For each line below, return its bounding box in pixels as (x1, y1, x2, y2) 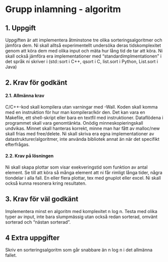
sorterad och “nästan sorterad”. (5, 219, 71, 225)
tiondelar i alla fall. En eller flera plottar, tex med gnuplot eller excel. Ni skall (5, 175, 161, 181)
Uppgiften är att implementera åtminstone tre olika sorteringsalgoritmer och (5, 37, 162, 43)
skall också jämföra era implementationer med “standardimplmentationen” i (5, 53, 162, 59)
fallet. (5, 252, 17, 258)
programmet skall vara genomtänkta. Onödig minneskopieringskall (5, 120, 143, 126)
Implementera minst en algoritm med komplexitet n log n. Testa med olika (5, 208, 157, 214)
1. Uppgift (5, 24, 36, 32)
